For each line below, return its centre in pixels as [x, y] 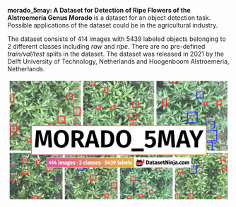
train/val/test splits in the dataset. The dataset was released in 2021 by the [116, 54]
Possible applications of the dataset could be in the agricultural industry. [113, 25]
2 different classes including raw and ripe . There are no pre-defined [106, 46]
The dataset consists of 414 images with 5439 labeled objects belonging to [117, 39]
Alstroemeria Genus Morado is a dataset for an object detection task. [109, 18]
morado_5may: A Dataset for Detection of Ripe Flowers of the [99, 10]
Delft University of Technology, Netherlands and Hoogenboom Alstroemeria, [118, 61]
